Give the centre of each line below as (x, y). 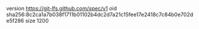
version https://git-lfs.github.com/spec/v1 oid (62, 8)
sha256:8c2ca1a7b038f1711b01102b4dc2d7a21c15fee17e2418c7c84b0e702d (100, 14)
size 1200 (37, 21)
